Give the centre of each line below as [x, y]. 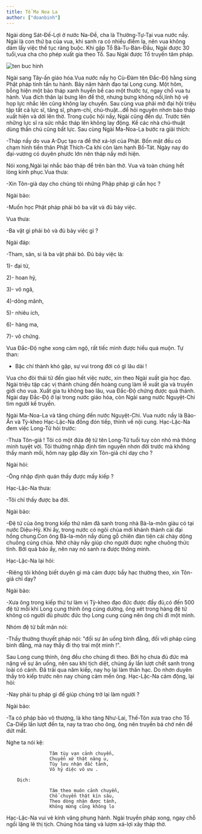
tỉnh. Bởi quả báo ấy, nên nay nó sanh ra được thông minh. [78, 549]
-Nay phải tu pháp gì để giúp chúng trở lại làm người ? [73, 694]
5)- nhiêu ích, [23, 313]
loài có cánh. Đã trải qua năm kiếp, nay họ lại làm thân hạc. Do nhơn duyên [99, 669]
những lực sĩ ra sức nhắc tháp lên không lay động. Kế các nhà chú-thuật [96, 122]
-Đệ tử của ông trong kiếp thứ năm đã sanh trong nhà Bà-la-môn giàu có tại [100, 523]
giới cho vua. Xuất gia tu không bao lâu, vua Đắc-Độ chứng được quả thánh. [101, 391]
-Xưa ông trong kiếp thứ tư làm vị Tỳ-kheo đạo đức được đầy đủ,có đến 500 [100, 602]
